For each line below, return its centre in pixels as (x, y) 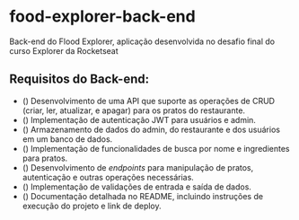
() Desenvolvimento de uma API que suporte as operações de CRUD (149, 101)
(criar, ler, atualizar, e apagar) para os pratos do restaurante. (133, 110)
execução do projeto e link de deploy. (92, 206)
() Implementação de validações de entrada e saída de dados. (136, 187)
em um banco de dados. (67, 139)
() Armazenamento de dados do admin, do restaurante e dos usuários (151, 129)
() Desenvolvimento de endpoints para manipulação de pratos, (138, 167)
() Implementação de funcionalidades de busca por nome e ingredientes (156, 148)
